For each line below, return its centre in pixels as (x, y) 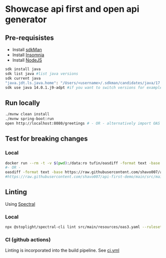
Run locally (23, 103)
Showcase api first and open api (72, 9)
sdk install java (23, 69)
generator (26, 19)
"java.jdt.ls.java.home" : (32, 83)
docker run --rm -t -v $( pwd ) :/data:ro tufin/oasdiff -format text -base (83, 163)
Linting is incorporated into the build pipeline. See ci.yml (62, 251)
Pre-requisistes (30, 38)
